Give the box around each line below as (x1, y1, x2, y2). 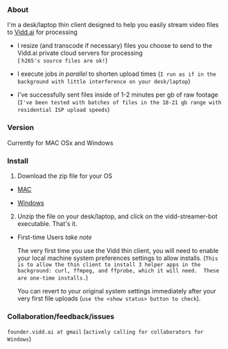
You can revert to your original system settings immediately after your (17, 286, 217, 295)
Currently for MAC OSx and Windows (7, 138, 114, 147)
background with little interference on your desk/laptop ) (17, 77, 191, 86)
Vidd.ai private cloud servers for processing (17, 49, 143, 57)
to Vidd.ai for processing (7, 28, 78, 36)
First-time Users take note (17, 233, 92, 241)
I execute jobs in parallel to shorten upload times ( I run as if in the (17, 70, 216, 78)
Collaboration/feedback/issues (7, 311, 115, 321)
